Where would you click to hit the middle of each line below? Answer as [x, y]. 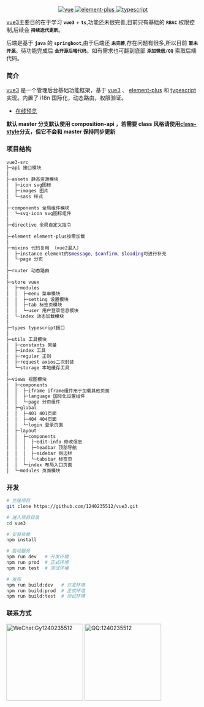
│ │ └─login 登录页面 [35, 425]
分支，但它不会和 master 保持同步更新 [67, 131]
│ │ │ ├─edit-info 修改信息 [44, 442]
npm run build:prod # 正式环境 [46, 591]
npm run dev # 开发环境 [38, 557]
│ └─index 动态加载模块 [35, 316]
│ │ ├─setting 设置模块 [38, 299]
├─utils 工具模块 [27, 339]
